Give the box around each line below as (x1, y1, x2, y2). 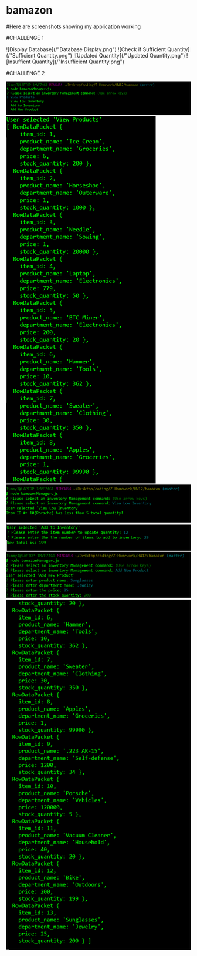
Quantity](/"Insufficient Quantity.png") (32, 58, 125, 65)
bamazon (6, 4, 53, 17)
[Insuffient (6, 58, 31, 65)
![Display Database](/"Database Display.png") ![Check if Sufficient (6, 45, 166, 53)
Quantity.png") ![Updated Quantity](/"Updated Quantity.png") (36, 52, 185, 59)
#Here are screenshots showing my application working (6, 23, 141, 30)
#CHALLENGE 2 (6, 69, 45, 76)
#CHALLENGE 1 (6, 34, 44, 41)
